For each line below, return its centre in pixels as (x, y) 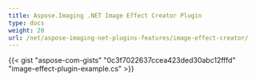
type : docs (26, 23)
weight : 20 (26, 30)
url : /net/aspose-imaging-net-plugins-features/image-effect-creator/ (128, 38)
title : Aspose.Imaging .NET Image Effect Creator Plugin (105, 15)
